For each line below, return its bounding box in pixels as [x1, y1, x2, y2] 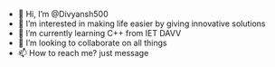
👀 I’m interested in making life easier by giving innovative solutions [17, 18, 266, 29]
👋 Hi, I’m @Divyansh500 [17, 9, 109, 19]
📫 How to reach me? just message [17, 48, 149, 58]
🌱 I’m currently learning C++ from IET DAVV [17, 28, 182, 38]
